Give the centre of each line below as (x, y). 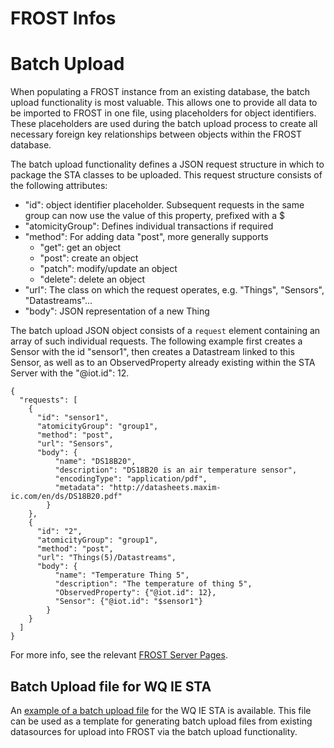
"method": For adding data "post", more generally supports (146, 237)
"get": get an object (80, 248)
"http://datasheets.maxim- (165, 488)
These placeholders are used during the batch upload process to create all (164, 124)
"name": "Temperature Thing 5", (122, 575)
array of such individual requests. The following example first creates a (156, 341)
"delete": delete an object (92, 279)
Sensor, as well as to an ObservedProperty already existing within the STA (163, 363)
